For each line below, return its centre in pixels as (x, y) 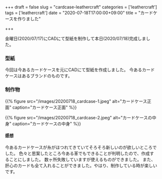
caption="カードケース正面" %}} (44, 107)
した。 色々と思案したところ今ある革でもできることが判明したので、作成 (77, 153)
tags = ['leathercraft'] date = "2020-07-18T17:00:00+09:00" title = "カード (79, 13)
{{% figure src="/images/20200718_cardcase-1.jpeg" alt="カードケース (76, 101)
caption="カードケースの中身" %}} (47, 124)
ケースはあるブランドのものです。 (39, 76)
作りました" (29, 19)
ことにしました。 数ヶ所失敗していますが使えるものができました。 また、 (82, 159)
